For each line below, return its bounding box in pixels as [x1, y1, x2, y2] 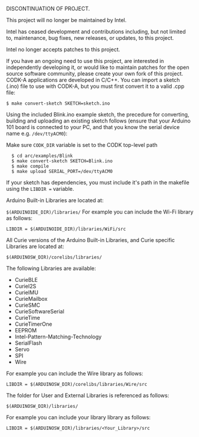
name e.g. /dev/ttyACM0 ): [6, 130, 68, 137]
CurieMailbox [14, 295, 48, 302]
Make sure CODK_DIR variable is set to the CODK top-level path [6, 142, 157, 148]
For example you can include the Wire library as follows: [6, 370, 144, 377]
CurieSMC [14, 301, 40, 309]
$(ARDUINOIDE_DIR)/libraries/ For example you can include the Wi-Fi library [6, 208, 194, 215]
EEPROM [14, 327, 37, 334]
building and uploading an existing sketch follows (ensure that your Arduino [6, 117, 191, 124]
